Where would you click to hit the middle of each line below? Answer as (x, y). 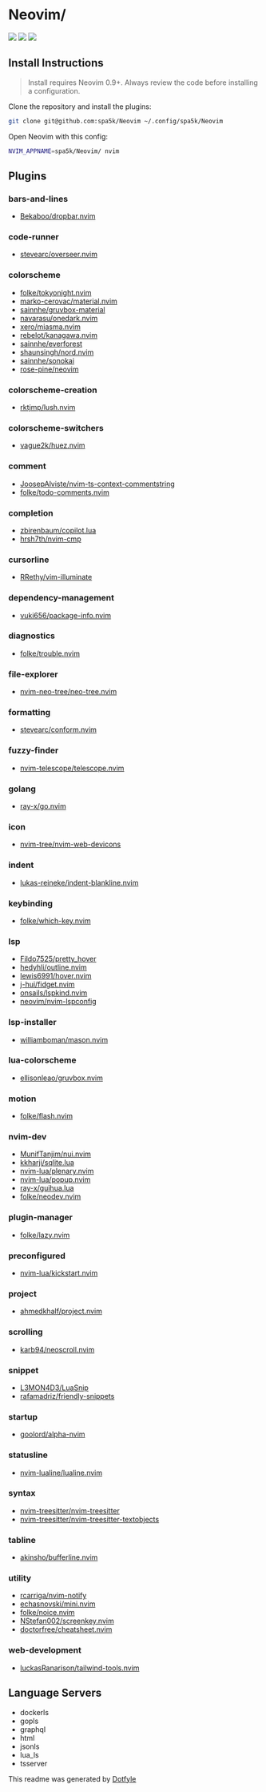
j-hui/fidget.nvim (47, 984)
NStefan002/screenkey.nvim (67, 1621)
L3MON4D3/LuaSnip (54, 1388)
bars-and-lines (38, 199)
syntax (22, 1493)
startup (23, 1416)
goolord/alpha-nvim (52, 1434)
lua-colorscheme (42, 1060)
